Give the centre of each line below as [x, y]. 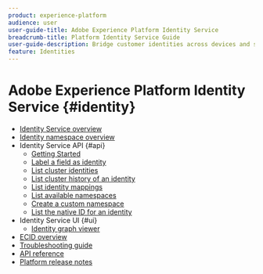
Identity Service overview [61, 128]
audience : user [33, 23]
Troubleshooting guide [56, 245]
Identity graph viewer [65, 229]
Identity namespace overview [67, 137]
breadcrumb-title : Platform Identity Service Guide [94, 37]
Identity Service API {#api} [62, 145]
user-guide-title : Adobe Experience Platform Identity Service [113, 30]
